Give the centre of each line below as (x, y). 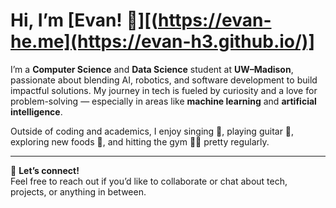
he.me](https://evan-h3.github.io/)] (162, 41)
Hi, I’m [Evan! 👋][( (84, 20)
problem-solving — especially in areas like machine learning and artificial (163, 101)
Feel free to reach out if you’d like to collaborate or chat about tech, (149, 181)
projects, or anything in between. (78, 191)
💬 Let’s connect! (45, 170)
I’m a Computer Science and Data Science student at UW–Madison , (152, 69)
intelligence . (36, 111)
